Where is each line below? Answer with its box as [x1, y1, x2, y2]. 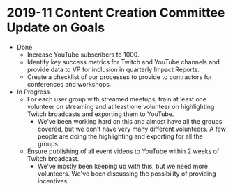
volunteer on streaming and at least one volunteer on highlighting [27, 102, 215, 111]
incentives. [37, 176, 69, 185]
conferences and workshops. [27, 80, 112, 88]
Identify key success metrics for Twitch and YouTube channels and [27, 57, 220, 66]
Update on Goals [6, 20, 105, 36]
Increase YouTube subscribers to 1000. [27, 50, 140, 59]
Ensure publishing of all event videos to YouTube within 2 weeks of [27, 147, 220, 155]
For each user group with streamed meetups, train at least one [27, 94, 207, 103]
